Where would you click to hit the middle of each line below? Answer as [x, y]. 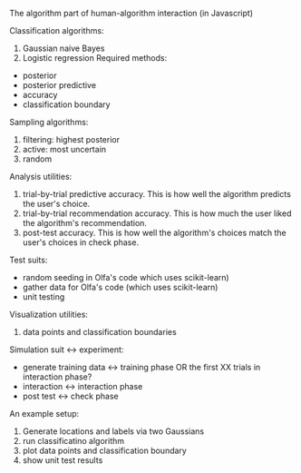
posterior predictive [59, 85]
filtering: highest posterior [71, 139]
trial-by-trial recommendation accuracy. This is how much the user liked [157, 213]
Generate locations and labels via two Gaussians [113, 431]
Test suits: [29, 260]
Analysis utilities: [41, 177]
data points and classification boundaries [99, 332]
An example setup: [44, 414]
